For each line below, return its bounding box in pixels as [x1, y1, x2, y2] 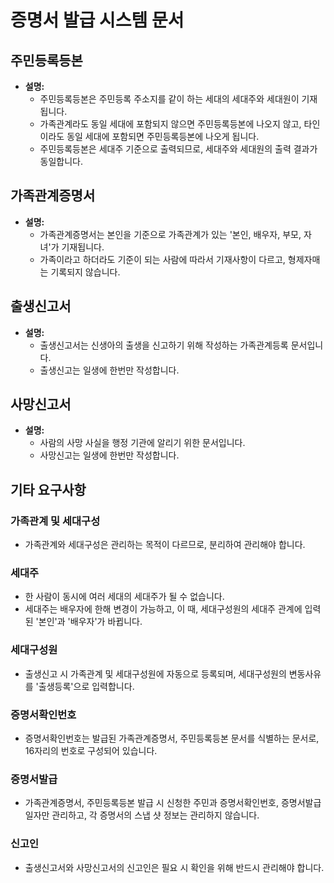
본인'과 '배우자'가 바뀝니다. [38, 616, 143, 628]
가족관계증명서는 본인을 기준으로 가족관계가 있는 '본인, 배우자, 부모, [39, 228, 302, 240]
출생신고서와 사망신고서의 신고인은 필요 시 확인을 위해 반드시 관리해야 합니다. [24, 861, 325, 873]
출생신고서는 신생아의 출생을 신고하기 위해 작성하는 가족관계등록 [39, 339, 289, 351]
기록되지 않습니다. [50, 266, 121, 278]
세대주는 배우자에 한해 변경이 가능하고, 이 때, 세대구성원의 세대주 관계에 [24, 603, 303, 615]
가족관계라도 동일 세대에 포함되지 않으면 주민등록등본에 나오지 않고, [39, 118, 302, 130]
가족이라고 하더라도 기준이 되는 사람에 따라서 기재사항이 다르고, [39, 253, 286, 265]
